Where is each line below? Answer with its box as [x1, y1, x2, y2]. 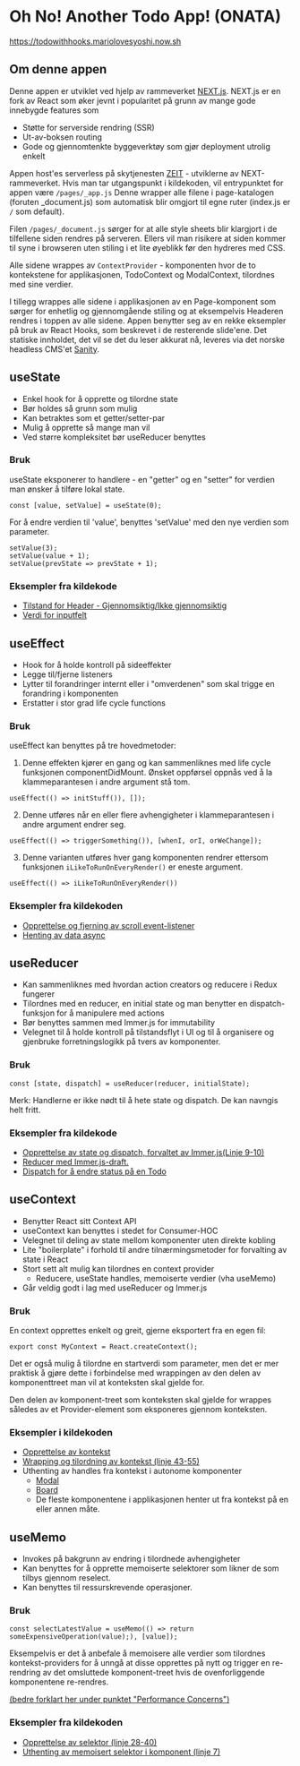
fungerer [21, 989, 56, 999]
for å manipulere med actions [56, 1007, 165, 1018]
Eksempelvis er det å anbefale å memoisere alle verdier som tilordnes [9, 1648, 266, 1659]
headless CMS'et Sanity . [9, 343, 100, 355]
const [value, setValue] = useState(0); [9, 501, 163, 510]
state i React [21, 1254, 69, 1264]
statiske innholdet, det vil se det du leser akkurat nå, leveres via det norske [9, 334, 285, 345]
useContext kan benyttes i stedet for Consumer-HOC [21, 1225, 219, 1236]
